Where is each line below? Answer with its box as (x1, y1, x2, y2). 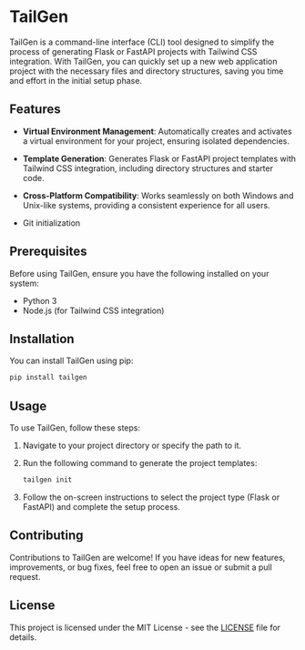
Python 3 (22, 295, 57, 306)
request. (9, 571, 41, 582)
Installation (9, 330, 75, 347)
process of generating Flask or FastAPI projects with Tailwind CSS (9, 46, 258, 56)
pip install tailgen (9, 373, 88, 382)
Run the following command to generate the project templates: (22, 458, 258, 469)
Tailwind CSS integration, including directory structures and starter (22, 162, 273, 174)
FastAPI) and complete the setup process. (22, 501, 180, 512)
